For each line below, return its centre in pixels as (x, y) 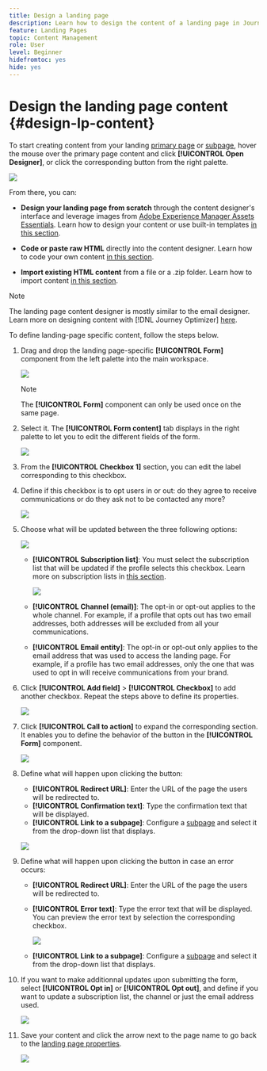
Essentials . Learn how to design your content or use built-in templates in (139, 224)
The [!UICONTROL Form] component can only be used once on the (131, 404)
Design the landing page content (118, 106)
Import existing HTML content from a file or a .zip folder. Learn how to (136, 272)
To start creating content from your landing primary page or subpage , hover (133, 145)
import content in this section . (69, 280)
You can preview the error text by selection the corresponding (134, 917)
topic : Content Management (53, 38)
